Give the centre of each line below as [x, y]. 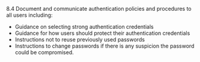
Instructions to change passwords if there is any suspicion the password [105, 46]
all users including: [29, 15]
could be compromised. [44, 52]
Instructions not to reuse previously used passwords [80, 39]
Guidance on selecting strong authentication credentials [84, 27]
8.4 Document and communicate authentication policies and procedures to [99, 9]
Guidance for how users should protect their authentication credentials [102, 33]
